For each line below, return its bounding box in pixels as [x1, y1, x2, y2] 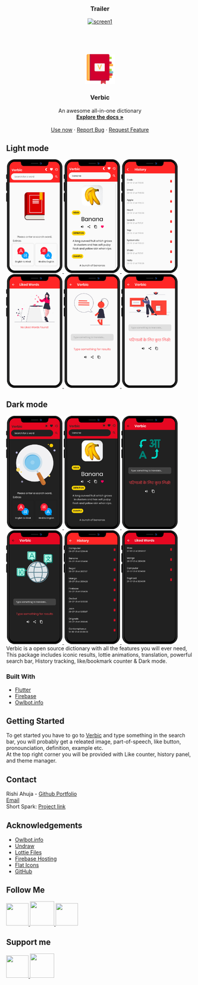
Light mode [6, 143, 49, 153]
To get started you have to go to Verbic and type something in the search [6, 732, 186, 739]
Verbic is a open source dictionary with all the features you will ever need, [6, 645, 187, 652]
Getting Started [6, 716, 65, 726]
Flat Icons [14, 861, 39, 869]
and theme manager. [6, 757, 57, 764]
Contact [6, 774, 37, 785]
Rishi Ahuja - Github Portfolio [6, 791, 77, 798]
